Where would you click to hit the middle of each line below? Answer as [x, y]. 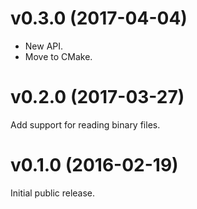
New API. [44, 46]
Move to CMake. [58, 56]
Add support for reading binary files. [85, 124]
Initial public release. [53, 193]
